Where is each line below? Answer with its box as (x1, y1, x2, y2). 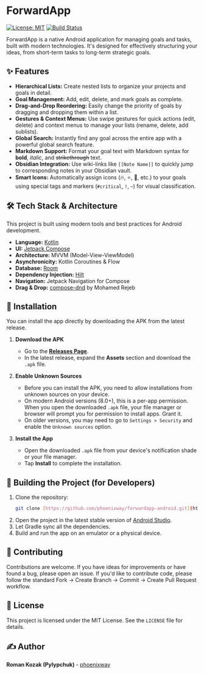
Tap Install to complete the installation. (24, 460, 122, 467)
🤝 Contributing (6, 547, 63, 557)
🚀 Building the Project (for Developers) (6, 477, 155, 488)
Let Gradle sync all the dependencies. (15, 523, 111, 531)
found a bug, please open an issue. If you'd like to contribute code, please (6, 570, 192, 577)
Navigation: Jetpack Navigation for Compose (15, 277, 130, 284)
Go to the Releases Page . (24, 348, 89, 355)
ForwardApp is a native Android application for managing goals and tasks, (6, 35, 192, 43)
